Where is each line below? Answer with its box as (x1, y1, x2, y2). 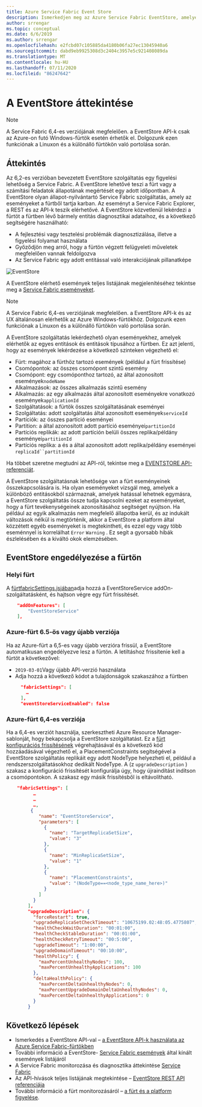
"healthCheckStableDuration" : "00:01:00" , (32, 931, 141, 937)
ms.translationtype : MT (6, 54, 66, 60)
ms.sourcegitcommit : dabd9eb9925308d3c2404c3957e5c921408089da (6, 48, 168, 54)
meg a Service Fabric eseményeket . (6, 286, 95, 293)
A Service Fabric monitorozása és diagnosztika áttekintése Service (14, 1062, 181, 1069)
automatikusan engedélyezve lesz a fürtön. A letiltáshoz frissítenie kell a (6, 648, 185, 655)
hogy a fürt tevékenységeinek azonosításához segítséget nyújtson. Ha (6, 504, 180, 510)
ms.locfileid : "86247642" (6, 70, 71, 76)
